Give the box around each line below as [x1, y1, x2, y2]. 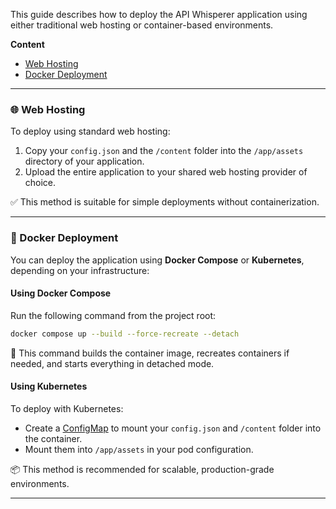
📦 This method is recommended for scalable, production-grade [10, 463, 275, 475]
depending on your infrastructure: [10, 264, 150, 276]
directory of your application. [24, 155, 145, 168]
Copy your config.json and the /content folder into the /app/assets [24, 145, 304, 157]
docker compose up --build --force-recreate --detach [10, 329, 240, 339]
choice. [24, 177, 57, 189]
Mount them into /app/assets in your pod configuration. [24, 443, 254, 455]
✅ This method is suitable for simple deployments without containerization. [10, 196, 320, 208]
